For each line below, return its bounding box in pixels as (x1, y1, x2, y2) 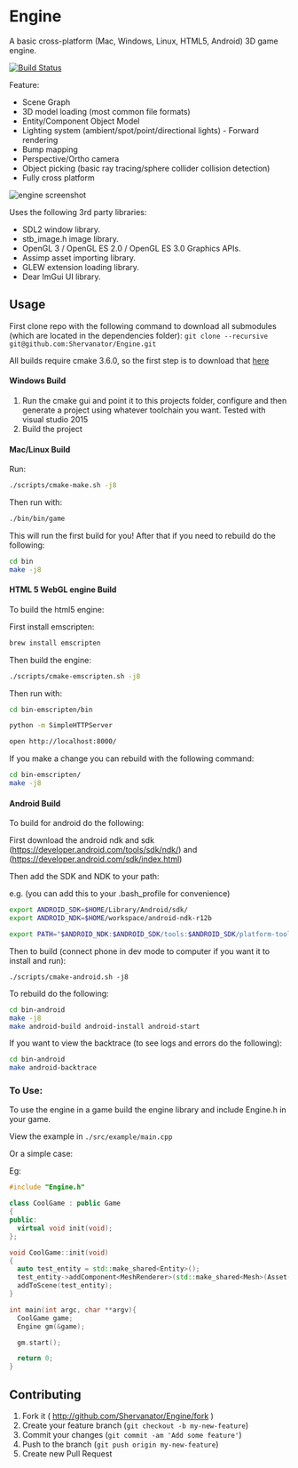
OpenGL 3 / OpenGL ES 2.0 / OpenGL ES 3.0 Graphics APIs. (21, 243, 241, 253)
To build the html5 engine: (9, 604, 105, 614)
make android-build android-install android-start (9, 1022, 200, 1031)
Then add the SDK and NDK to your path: (9, 871, 160, 882)
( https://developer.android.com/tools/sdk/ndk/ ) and (9, 845, 198, 855)
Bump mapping (21, 144, 78, 155)
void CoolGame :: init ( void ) (9, 1247, 109, 1257)
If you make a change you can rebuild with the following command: (9, 753, 255, 764)
